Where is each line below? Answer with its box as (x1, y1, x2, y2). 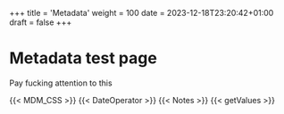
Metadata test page (9, 48, 158, 69)
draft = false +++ (9, 17, 72, 28)
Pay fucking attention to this (9, 77, 113, 88)
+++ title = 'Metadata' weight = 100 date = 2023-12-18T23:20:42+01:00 (9, 8, 274, 18)
